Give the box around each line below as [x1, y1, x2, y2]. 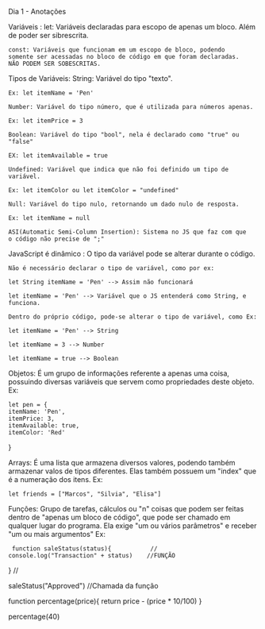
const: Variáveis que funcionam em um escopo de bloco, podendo [8, 46, 225, 54]
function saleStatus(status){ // [11, 545, 158, 553]
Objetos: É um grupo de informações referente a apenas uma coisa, [8, 369, 230, 378]
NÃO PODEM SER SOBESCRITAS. [8, 60, 102, 68]
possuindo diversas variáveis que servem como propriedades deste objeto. [8, 377, 255, 386]
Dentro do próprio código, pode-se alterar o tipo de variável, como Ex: [8, 313, 258, 321]
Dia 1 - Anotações [8, 7, 67, 16]
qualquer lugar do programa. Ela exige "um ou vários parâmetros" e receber [8, 521, 257, 531]
